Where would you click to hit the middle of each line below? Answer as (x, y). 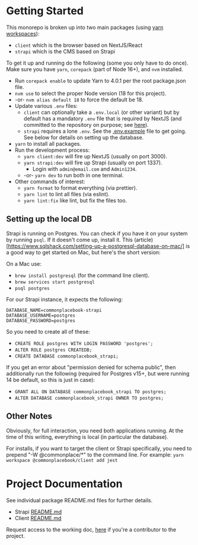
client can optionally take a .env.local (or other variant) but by (101, 112)
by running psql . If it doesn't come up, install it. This (70, 240)
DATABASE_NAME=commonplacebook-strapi (54, 310)
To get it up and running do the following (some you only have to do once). (97, 63)
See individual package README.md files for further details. (79, 500)
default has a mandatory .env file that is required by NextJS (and (103, 118)
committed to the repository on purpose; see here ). (86, 125)
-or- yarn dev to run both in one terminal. (74, 175)
